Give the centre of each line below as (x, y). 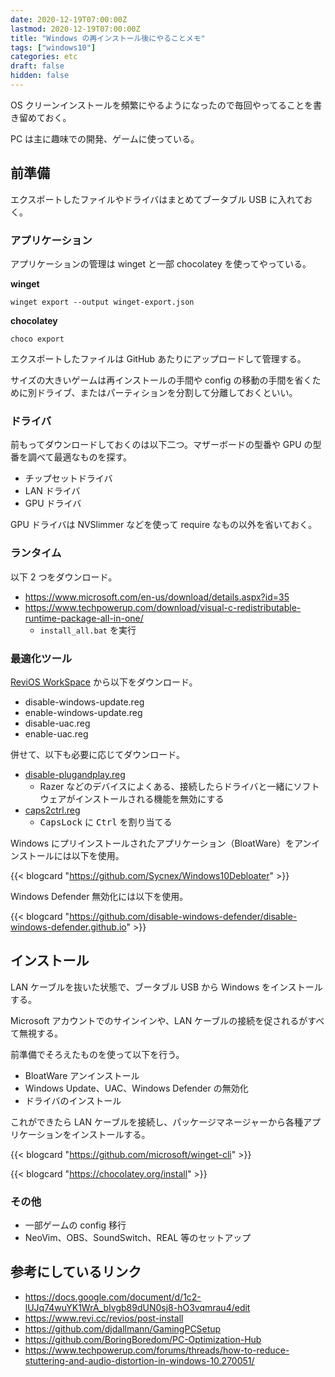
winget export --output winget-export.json (102, 302)
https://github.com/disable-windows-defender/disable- (183, 916)
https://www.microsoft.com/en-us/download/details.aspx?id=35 (157, 597)
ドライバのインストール (73, 1100)
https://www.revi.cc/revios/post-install (104, 1318)
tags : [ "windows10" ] (53, 47)
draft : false (37, 66)
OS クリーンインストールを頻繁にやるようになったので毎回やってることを (161, 105)
